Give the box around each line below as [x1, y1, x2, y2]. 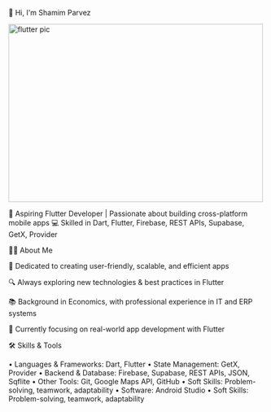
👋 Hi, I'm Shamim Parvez [8, 8, 91, 17]
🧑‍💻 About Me [8, 245, 53, 255]
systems [8, 309, 37, 318]
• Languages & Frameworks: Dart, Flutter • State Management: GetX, [8, 359, 240, 369]
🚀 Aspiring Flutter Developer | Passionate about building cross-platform [8, 208, 248, 218]
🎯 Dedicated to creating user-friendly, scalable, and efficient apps [8, 261, 229, 270]
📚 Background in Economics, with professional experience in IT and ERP [8, 297, 253, 306]
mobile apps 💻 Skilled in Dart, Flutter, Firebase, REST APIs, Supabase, [8, 218, 245, 227]
